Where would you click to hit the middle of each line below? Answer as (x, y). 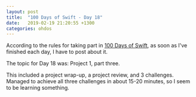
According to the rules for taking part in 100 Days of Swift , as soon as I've (97, 46)
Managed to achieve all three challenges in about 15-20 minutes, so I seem (98, 81)
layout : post (22, 12)
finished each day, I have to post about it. (57, 52)
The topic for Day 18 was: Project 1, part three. (63, 63)
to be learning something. (38, 88)
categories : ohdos (29, 28)
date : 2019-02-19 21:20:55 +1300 (50, 23)
